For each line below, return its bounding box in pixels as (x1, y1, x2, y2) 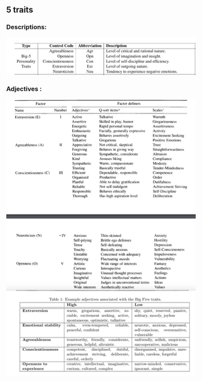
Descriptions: (6, 23, 47, 31)
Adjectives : (6, 85, 42, 93)
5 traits (6, 5, 34, 15)
